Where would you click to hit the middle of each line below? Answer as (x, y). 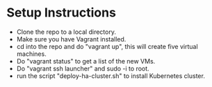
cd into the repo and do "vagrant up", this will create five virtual (107, 46)
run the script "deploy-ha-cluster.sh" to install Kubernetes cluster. (111, 76)
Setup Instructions (61, 13)
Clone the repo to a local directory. (66, 32)
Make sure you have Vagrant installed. (71, 39)
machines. (31, 54)
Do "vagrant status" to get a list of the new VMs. (86, 61)
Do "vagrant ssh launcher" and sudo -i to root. (83, 68)
